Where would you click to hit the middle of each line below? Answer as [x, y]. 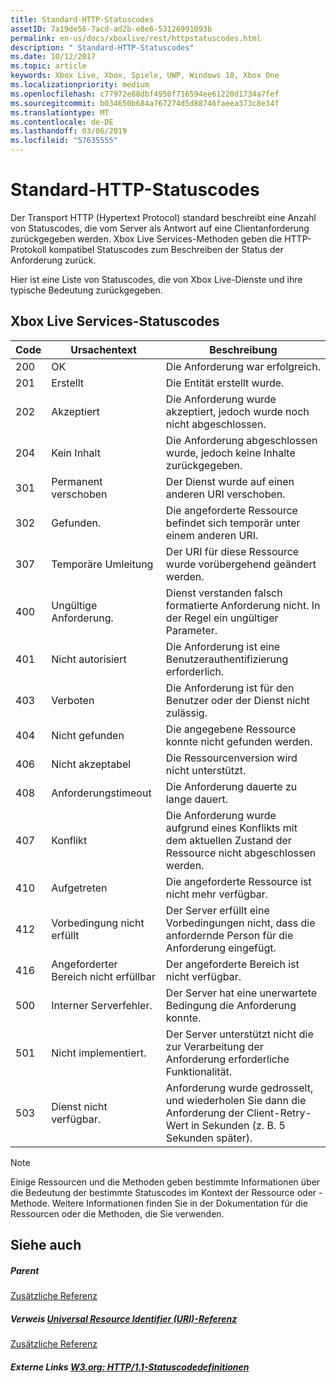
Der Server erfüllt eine [217, 910]
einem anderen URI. [212, 535]
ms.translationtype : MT [60, 112]
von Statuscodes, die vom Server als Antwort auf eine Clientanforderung [160, 228]
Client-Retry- [279, 1113]
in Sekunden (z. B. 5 [238, 1125]
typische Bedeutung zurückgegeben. [86, 290]
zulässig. [186, 713]
